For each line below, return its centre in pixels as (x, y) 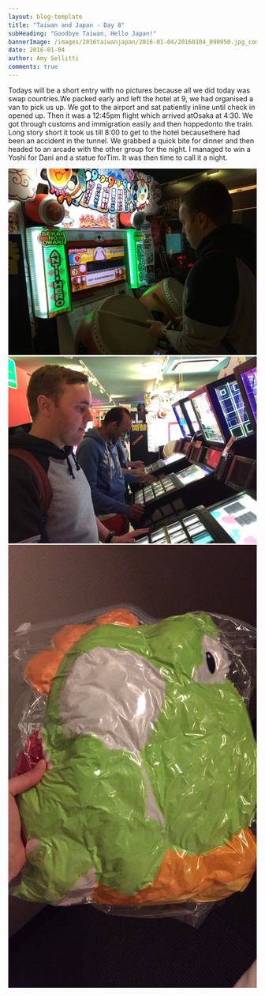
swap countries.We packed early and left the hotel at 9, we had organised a (131, 98)
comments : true (33, 67)
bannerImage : (30, 42)
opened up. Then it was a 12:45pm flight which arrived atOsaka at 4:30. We (131, 116)
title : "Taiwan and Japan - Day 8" (67, 25)
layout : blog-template (45, 17)
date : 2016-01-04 (37, 50)
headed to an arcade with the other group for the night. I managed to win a (129, 149)
